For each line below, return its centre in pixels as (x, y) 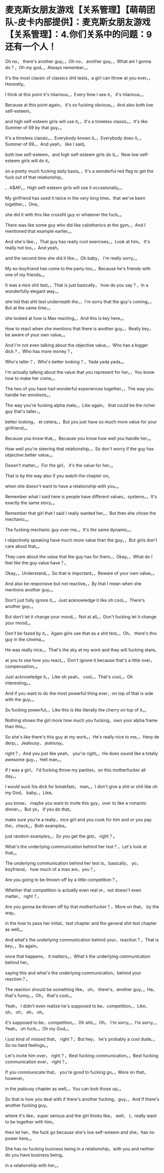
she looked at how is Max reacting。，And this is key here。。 (66, 318)
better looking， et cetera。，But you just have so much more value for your (81, 422)
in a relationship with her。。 (33, 1165)
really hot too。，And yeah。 (33, 248)
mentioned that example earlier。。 (40, 231)
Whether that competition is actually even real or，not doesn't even (73, 890)
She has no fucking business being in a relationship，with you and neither (80, 1148)
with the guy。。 (21, 699)
